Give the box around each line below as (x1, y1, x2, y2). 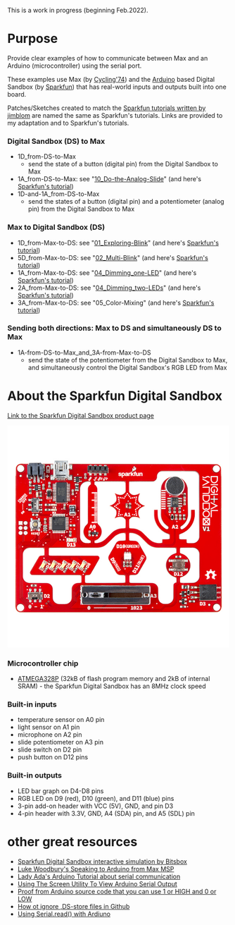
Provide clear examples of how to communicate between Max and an (7, 54, 208, 62)
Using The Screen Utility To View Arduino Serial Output (17, 879, 177, 888)
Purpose (7, 31, 58, 47)
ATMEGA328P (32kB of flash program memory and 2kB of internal (17, 675, 210, 683)
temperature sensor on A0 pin (17, 716, 105, 724)
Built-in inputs (7, 699, 58, 709)
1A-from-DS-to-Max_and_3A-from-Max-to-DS (17, 348, 151, 357)
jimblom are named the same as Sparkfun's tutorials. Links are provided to (7, 111, 223, 119)
